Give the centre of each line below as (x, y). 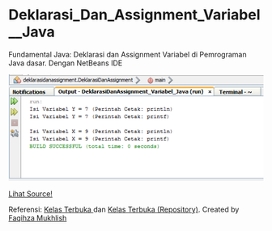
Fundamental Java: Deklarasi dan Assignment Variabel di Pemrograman (127, 54)
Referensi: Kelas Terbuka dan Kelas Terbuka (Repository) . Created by (124, 209)
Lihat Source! (30, 193)
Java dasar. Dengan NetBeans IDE (66, 63)
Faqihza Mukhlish (38, 218)
